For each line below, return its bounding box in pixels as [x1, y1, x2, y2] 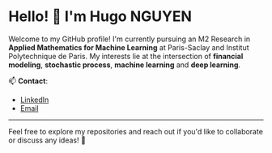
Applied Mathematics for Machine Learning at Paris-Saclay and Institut [8, 42, 249, 52]
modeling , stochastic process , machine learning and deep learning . [8, 60, 241, 70]
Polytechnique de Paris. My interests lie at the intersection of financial [8, 51, 244, 61]
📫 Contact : [8, 76, 49, 86]
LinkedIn [19, 95, 49, 104]
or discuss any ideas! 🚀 [8, 135, 87, 145]
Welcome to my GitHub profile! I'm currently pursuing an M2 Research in [8, 34, 251, 44]
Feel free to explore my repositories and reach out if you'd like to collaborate [8, 126, 263, 136]
